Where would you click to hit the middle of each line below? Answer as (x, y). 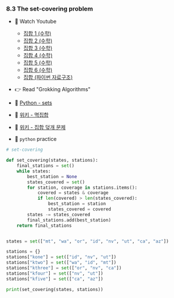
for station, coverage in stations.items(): (82, 188)
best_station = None (52, 176)
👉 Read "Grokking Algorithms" (52, 89)
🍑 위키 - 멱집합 (31, 115)
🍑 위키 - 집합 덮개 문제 (40, 127)
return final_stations (44, 226)
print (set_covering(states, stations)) (55, 289)
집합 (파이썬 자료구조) (48, 77)
